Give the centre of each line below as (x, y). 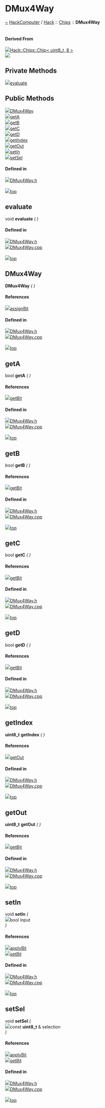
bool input (20, 920)
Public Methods (30, 99)
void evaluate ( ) (22, 219)
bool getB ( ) (18, 466)
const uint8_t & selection (35, 1027)
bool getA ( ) (18, 376)
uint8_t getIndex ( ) (25, 734)
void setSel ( (18, 1021)
